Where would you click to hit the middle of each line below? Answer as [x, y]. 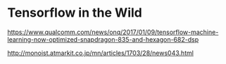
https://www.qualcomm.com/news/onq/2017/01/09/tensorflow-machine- [113, 32]
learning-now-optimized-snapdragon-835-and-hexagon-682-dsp [103, 39]
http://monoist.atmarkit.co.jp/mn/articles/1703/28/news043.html [100, 53]
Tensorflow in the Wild [75, 13]
